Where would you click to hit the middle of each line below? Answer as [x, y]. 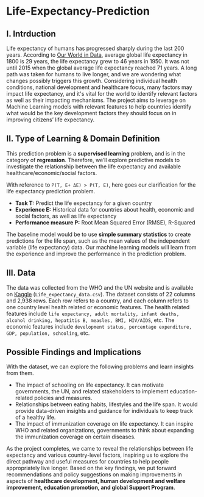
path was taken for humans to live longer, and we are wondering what [94, 74]
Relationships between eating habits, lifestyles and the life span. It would [106, 404]
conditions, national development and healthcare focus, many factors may [99, 87]
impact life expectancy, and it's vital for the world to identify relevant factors [102, 94]
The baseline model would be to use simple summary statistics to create [99, 234]
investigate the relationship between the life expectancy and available [94, 166]
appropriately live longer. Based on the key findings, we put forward [91, 468]
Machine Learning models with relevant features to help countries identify [99, 107]
